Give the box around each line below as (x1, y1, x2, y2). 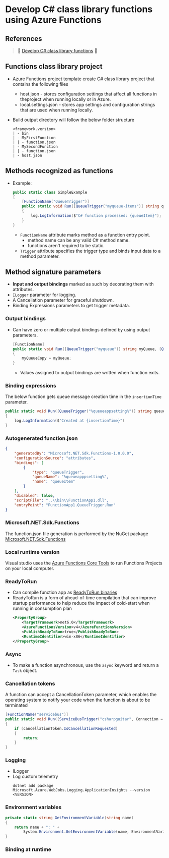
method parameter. (20, 253, 60, 259)
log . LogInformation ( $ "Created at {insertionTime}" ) (14, 418, 125, 423)
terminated (5, 702, 28, 708)
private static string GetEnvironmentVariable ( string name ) (5, 815, 134, 820)
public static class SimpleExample (12, 190, 88, 195)
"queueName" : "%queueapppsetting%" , (32, 474, 109, 480)
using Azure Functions (5, 14, 102, 26)
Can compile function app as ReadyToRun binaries (12, 589, 117, 596)
